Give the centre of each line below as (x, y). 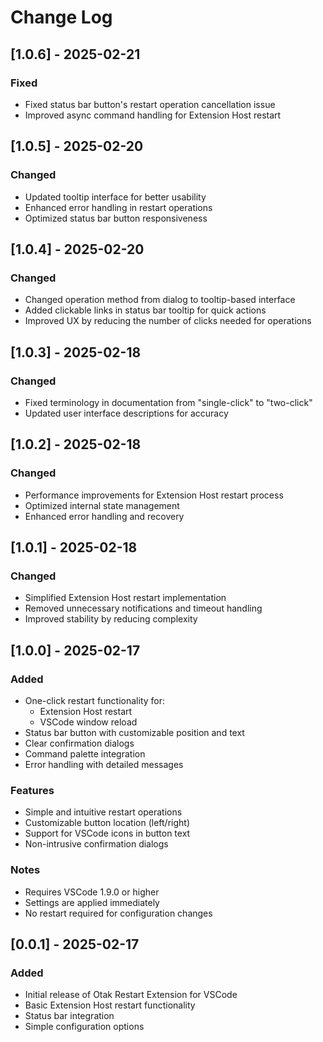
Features (32, 790)
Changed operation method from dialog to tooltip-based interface (160, 300)
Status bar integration (69, 1016)
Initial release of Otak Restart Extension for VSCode (131, 995)
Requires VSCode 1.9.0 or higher (92, 892)
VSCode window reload (88, 722)
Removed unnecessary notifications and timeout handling (143, 608)
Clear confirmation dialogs (79, 743)
